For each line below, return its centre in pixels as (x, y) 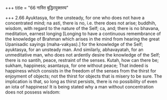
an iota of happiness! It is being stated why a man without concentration (79, 87)
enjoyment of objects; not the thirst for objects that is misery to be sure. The (84, 76)
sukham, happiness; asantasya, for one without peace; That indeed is (77, 65)
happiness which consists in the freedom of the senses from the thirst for (81, 71)
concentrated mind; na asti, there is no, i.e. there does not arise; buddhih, (81, 23)
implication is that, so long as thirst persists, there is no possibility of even (81, 81)
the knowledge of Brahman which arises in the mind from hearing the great (82, 39)
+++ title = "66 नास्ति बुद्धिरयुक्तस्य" (37, 8)
